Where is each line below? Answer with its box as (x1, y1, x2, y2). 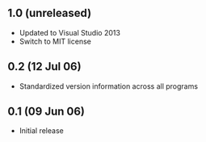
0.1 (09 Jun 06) (7, 105, 86, 119)
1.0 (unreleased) (7, 6, 92, 20)
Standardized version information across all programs (19, 81, 199, 91)
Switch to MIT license (19, 36, 92, 46)
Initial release (19, 126, 64, 136)
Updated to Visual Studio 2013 (19, 27, 120, 37)
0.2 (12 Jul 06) (7, 60, 82, 73)
